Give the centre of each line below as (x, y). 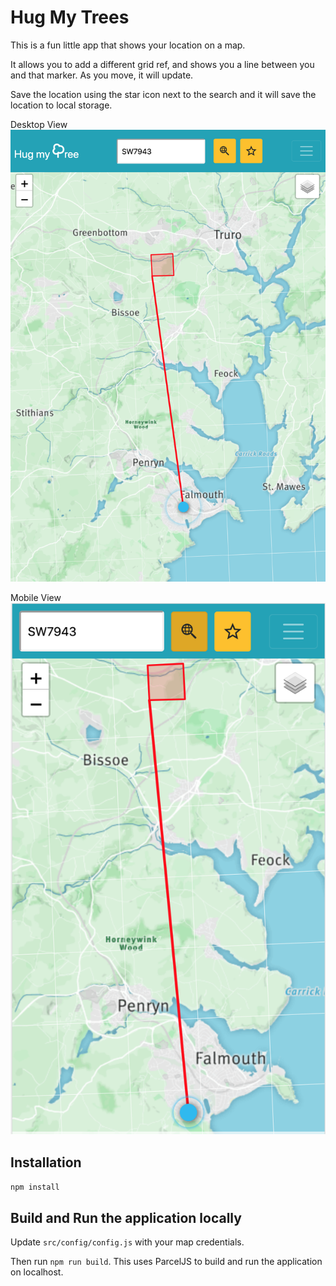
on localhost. (37, 1272)
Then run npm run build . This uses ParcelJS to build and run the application (166, 1261)
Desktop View (39, 124)
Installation (46, 1162)
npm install (35, 1187)
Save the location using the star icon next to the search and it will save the (163, 94)
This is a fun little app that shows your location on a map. (128, 45)
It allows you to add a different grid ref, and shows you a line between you (162, 64)
